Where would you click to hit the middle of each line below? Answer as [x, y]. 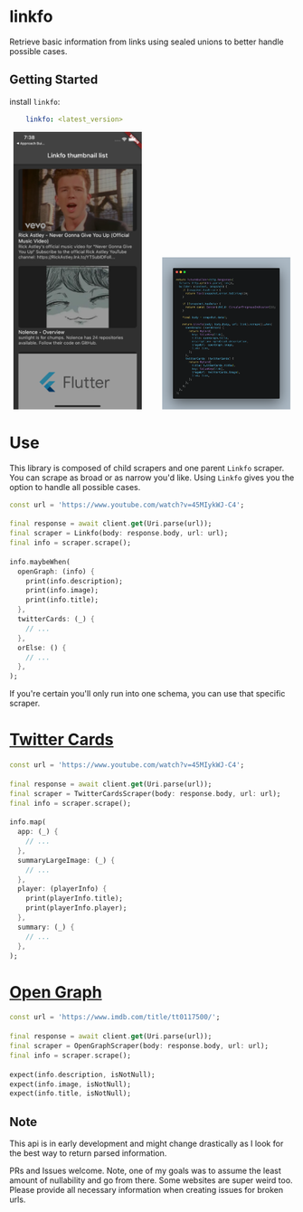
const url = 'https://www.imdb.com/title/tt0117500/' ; [115, 1018]
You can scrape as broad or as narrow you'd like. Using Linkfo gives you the [152, 478]
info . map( [28, 822]
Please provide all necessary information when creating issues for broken [146, 1190]
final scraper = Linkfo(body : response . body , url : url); [119, 534]
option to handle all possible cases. [75, 487]
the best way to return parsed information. [88, 1153]
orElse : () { [42, 648]
